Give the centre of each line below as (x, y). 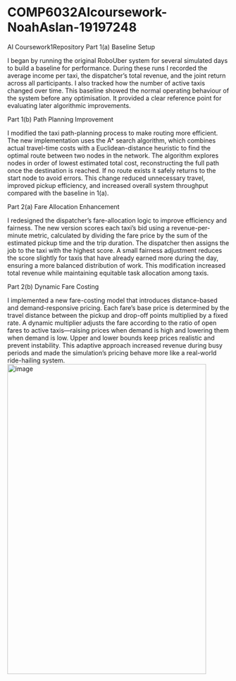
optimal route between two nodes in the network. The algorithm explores (113, 155)
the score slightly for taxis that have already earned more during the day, (113, 258)
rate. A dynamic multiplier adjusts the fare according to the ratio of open (112, 323)
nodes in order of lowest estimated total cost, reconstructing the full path (113, 162)
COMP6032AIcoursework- (87, 12)
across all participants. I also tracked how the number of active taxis (106, 83)
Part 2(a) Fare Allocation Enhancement (63, 206)
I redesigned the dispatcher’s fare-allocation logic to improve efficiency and (117, 220)
